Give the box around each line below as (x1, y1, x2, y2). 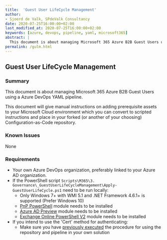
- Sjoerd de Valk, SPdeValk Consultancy (5, 16, 90, 21)
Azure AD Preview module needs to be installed (19, 208, 118, 214)
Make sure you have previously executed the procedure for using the (19, 224, 162, 230)
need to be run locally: (63, 187, 109, 193)
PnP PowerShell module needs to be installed (19, 203, 113, 209)
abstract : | (5, 35, 30, 40)
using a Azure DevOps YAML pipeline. (5, 94, 83, 100)
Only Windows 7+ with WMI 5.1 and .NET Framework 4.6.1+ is (19, 192, 145, 198)
